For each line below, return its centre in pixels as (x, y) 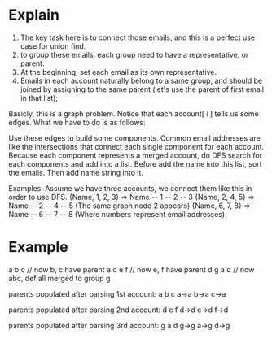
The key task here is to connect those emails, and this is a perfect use (137, 37)
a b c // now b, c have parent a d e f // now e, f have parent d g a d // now (132, 269)
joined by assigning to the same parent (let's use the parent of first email (142, 89)
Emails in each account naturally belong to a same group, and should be (141, 80)
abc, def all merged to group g (59, 278)
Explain (34, 15)
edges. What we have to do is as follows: (77, 122)
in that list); (39, 97)
